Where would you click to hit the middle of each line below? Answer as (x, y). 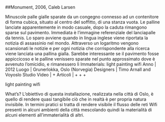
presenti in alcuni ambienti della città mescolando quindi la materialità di (79, 110)
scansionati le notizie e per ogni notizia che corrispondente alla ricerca (78, 48)
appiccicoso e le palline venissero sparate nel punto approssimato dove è (80, 59)
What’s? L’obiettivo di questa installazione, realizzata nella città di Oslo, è (79, 94)
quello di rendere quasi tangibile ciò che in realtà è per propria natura (76, 99)
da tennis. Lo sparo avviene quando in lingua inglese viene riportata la (77, 38)
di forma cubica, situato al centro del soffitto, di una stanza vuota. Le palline (82, 22)
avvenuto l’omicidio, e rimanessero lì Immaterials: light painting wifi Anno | (81, 64)
